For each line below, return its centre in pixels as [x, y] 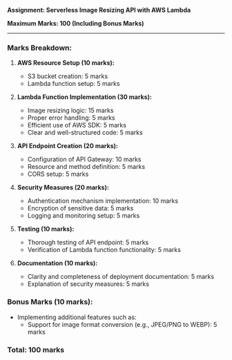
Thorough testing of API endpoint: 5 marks [88, 242]
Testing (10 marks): [46, 229]
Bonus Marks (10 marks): [50, 302]
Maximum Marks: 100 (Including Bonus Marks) [76, 23]
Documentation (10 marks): [57, 263]
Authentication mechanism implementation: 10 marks [103, 201]
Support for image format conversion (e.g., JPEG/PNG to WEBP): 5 [122, 324]
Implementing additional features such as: [77, 317]
